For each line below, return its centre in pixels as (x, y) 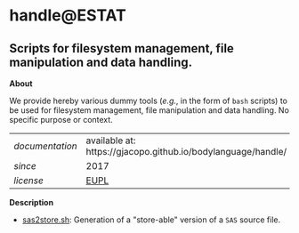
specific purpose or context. (61, 120)
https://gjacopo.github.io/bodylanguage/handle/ (186, 152)
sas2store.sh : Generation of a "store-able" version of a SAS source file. (151, 220)
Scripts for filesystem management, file (121, 48)
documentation (45, 146)
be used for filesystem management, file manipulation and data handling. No (149, 110)
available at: (111, 141)
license (29, 181)
